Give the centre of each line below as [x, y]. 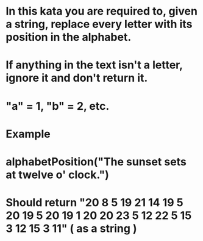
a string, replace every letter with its [99, 24]
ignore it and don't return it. [77, 78]
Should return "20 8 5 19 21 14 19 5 [94, 203]
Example [28, 134]
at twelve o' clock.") [57, 174]
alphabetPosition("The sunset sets [96, 161]
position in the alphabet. [69, 37]
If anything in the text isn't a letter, [94, 65]
